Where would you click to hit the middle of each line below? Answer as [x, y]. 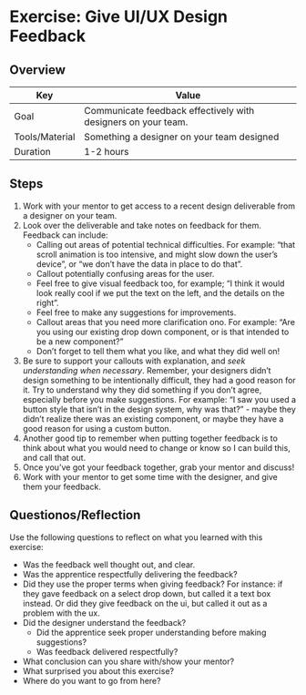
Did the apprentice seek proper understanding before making [151, 632]
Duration [33, 152]
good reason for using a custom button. [97, 428]
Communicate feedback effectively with [169, 111]
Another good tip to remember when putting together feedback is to [150, 438]
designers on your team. [136, 122]
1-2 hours [107, 152]
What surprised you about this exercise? [98, 670]
